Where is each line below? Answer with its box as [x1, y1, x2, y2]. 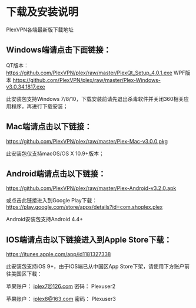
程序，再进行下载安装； [11, 103, 68, 110]
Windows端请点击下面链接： [6, 45, 111, 55]
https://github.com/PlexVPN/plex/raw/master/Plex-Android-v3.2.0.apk [6, 185, 177, 192]
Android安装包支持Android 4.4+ [6, 216, 84, 223]
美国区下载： [11, 270, 42, 277]
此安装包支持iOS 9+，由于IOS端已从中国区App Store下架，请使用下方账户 [6, 263, 185, 270]
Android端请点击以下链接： [6, 169, 106, 179]
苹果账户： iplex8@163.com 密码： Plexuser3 [6, 296, 116, 303]
